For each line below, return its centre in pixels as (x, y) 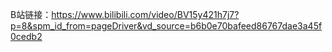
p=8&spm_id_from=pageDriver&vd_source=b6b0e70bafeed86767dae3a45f (166, 26)
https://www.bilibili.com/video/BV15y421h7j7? (145, 14)
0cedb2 (26, 36)
